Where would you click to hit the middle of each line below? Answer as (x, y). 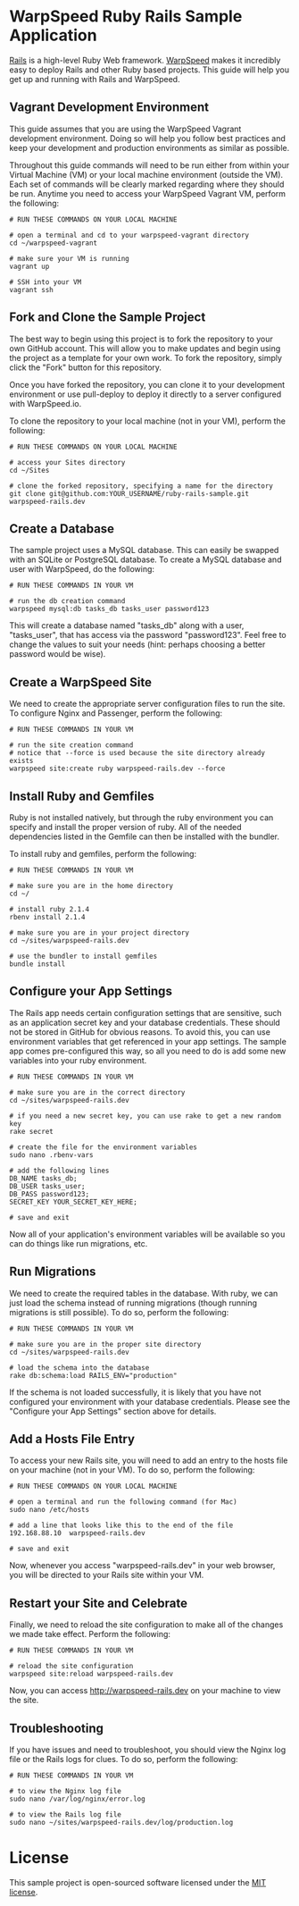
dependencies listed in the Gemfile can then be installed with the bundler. (144, 836)
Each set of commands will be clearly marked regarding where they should (147, 184)
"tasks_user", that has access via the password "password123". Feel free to (148, 635)
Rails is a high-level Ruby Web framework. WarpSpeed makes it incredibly (145, 60)
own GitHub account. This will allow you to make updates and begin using (145, 348)
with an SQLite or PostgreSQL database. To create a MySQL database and (145, 559)
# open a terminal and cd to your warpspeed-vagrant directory (129, 235)
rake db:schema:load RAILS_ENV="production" (93, 1375)
